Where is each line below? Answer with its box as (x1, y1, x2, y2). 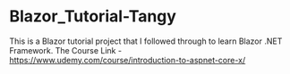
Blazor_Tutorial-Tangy (9, 6, 177, 27)
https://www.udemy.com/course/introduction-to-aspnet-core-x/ (9, 54, 246, 65)
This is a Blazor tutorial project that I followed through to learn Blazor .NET (9, 36, 283, 46)
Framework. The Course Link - (9, 45, 123, 55)
